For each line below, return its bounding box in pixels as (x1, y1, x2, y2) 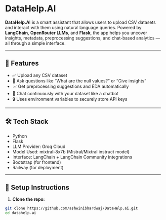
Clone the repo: (12, 196, 45, 202)
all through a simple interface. (5, 40, 66, 46)
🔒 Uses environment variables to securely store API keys (12, 96, 127, 102)
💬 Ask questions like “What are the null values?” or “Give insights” (12, 77, 147, 84)
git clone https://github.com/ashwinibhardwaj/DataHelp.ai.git (5, 206, 138, 211)
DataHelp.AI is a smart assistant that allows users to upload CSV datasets (5, 19, 156, 25)
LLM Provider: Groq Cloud (12, 144, 66, 149)
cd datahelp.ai (5, 211, 37, 216)
